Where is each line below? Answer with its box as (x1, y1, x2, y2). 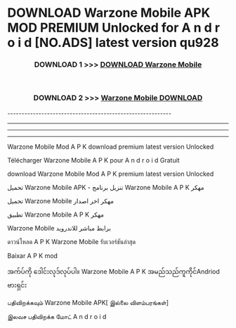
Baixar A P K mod (7, 251, 58, 260)
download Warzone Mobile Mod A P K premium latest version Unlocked (7, 170, 214, 178)
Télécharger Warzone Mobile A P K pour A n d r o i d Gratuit (7, 156, 181, 164)
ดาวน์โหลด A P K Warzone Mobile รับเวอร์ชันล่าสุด (7, 237, 136, 246)
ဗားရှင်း (7, 280, 27, 289)
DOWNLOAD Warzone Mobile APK (7, 5, 211, 21)
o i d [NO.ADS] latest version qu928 (7, 35, 219, 50)
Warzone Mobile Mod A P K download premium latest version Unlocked (7, 142, 214, 151)
